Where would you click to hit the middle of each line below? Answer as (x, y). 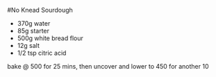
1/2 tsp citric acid (42, 53)
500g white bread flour (50, 38)
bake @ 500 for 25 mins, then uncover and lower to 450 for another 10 (108, 66)
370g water (34, 23)
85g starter (33, 31)
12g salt (28, 45)
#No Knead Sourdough (40, 10)
